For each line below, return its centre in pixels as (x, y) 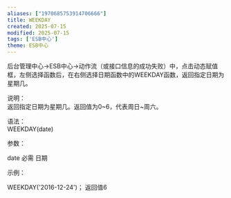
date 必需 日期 (27, 158)
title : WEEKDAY (29, 20)
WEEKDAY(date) (30, 129)
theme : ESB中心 (28, 46)
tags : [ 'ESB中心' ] (33, 39)
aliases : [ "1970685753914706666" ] (57, 13)
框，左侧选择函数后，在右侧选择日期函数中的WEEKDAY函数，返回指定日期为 (116, 75)
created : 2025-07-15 (37, 26)
